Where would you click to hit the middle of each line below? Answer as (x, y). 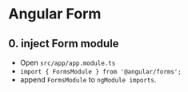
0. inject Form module (64, 44)
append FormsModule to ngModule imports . (88, 80)
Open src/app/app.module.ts (68, 62)
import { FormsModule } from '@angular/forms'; (100, 72)
